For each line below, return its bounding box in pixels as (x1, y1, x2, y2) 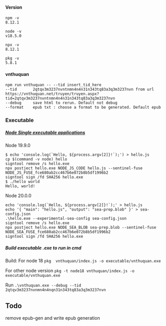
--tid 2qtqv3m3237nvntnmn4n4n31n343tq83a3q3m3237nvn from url (5, 87, 154, 92)
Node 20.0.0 (5, 193, 32, 199)
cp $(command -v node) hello (5, 157, 67, 162)
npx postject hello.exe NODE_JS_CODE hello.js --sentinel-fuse (5, 166, 143, 171)
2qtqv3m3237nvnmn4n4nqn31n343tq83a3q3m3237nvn (5, 288, 106, 293)
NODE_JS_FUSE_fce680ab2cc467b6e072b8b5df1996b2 (5, 170, 109, 175)
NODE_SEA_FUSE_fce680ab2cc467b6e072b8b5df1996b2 (5, 230, 111, 235)
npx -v (5, 43, 19, 48)
